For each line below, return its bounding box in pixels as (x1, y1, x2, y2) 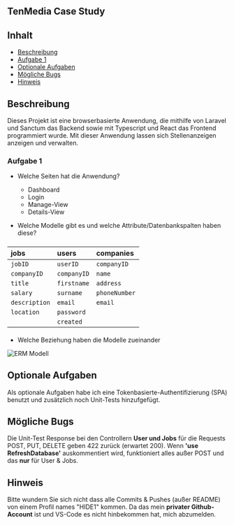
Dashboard (27, 185, 60, 194)
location (10, 308, 40, 317)
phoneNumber (96, 289, 136, 297)
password (57, 308, 86, 317)
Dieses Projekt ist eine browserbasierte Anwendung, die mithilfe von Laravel (7, 117, 227, 125)
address (96, 280, 122, 287)
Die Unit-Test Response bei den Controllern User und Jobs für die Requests (7, 434, 226, 443)
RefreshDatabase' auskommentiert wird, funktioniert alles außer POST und (7, 449, 224, 457)
